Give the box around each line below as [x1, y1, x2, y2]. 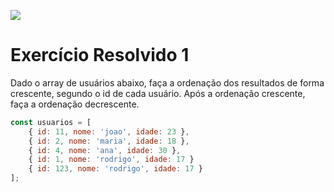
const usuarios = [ [10, 117, 92, 127]
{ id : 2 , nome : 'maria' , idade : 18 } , [28, 136, 190, 146]
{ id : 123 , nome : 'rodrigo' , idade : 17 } [28, 164, 204, 174]
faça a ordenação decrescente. [10, 98, 140, 110]
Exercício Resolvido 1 [10, 44, 190, 67]
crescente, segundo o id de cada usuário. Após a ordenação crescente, [10, 87, 306, 99]
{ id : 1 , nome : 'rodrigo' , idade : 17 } [28, 155, 195, 165]
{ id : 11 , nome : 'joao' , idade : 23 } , [28, 126, 190, 137]
